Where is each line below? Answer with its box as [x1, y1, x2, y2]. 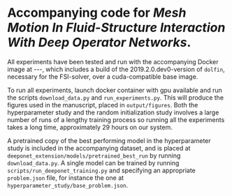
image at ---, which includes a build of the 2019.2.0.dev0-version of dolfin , [7, 65, 225, 73]
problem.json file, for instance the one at [7, 173, 124, 182]
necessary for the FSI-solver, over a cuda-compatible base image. [7, 72, 198, 81]
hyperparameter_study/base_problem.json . [7, 181, 129, 189]
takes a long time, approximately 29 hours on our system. [7, 123, 173, 131]
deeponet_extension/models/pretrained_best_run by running [7, 151, 181, 160]
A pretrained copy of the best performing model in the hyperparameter [7, 136, 211, 144]
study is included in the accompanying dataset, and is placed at [7, 144, 191, 152]
